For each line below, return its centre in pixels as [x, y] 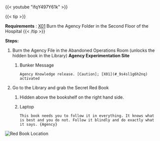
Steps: [12, 41]
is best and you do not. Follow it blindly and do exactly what [87, 120]
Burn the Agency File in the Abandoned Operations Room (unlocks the [83, 50]
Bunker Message [37, 65]
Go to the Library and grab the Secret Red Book [61, 88]
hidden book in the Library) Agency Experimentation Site [71, 56]
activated [30, 79]
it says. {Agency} [38, 125]
